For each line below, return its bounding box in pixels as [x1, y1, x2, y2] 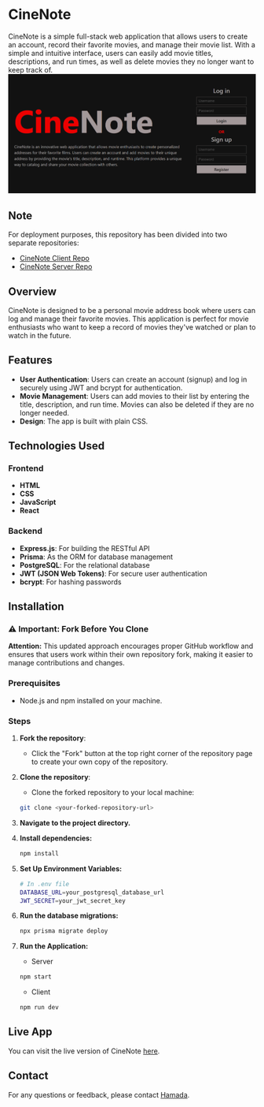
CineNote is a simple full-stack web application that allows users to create [8, 32, 248, 41]
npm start [19, 973, 53, 981]
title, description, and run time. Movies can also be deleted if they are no [19, 400, 255, 409]
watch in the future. [8, 330, 72, 340]
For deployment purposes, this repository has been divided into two [8, 230, 228, 240]
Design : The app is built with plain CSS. [19, 416, 148, 426]
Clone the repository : [19, 773, 91, 782]
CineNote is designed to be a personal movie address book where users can [8, 305, 256, 315]
